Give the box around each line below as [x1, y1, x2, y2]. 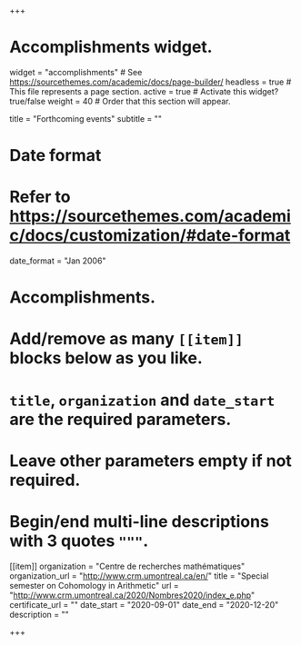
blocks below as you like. [9, 348, 203, 369]
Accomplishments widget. [9, 37, 213, 57]
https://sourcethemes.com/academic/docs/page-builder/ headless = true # [9, 76, 292, 87]
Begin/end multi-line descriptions [9, 511, 270, 531]
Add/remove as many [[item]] [9, 329, 244, 350]
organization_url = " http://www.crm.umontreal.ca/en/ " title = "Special [9, 570, 269, 581]
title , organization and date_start [9, 390, 276, 410]
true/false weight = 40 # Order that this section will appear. [9, 95, 231, 106]
